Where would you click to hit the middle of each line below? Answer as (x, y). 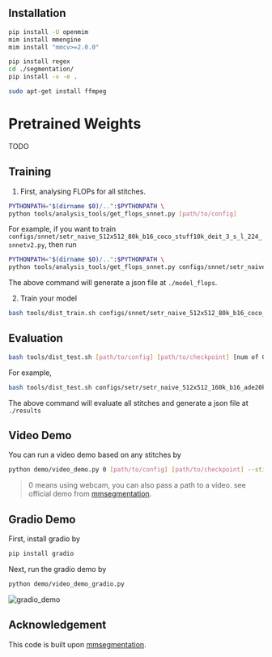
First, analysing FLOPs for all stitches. (83, 191)
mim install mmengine (45, 40)
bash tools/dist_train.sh (52, 314)
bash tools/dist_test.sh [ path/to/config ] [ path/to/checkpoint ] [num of (134, 357)
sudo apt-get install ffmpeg (57, 92)
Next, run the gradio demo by (57, 569)
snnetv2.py (27, 245)
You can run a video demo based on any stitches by (95, 455)
